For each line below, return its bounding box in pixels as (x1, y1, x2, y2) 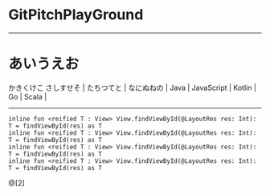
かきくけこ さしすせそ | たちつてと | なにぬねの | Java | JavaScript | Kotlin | (8, 83, 257, 92)
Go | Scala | (8, 91, 47, 101)
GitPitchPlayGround (8, 6, 144, 24)
